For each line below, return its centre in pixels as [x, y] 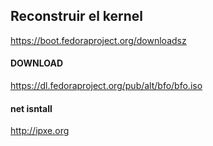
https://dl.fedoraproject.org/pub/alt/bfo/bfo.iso [106, 86]
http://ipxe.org [40, 131]
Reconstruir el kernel [77, 16]
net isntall [31, 108]
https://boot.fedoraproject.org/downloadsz [98, 40]
